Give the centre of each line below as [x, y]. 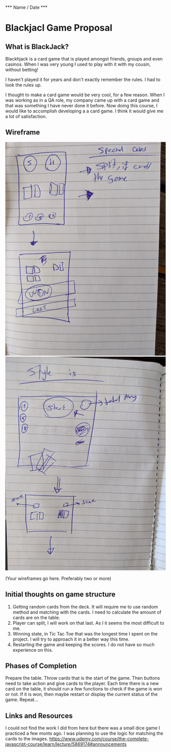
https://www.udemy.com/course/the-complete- [99, 739]
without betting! [22, 70]
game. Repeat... [22, 700]
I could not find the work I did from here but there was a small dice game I [83, 728]
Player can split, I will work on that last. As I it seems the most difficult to [88, 623]
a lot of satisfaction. [26, 116]
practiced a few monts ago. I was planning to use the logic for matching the [84, 733]
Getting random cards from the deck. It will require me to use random [85, 606]
